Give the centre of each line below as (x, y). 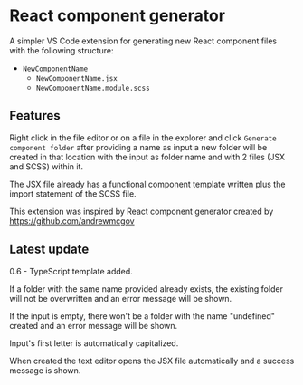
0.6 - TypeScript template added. (71, 271)
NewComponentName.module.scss (93, 88)
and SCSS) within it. (47, 166)
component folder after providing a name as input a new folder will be (138, 147)
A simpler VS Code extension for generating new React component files (143, 41)
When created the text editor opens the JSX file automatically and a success (152, 361)
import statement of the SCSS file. (73, 193)
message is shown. (45, 370)
